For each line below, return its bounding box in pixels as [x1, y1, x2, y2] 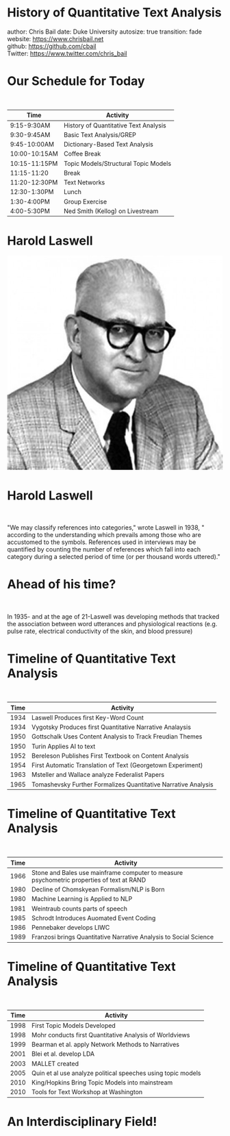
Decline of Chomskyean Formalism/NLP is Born [31, 885, 166, 893]
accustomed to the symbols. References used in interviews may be [7, 538, 196, 546]
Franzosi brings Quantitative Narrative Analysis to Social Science [31, 933, 214, 941]
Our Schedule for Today [7, 73, 145, 89]
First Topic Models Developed [31, 1021, 116, 1029]
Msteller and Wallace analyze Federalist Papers [31, 771, 165, 779]
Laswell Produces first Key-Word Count [31, 713, 144, 721]
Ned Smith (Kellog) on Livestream [64, 207, 159, 215]
